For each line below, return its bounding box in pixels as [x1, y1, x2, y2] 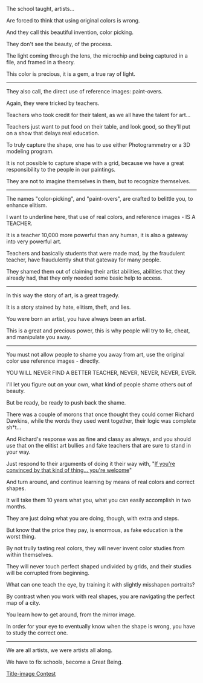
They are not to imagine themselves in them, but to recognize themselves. [6, 178, 191, 184]
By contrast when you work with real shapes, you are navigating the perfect [6, 593, 195, 600]
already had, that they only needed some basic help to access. [6, 274, 163, 281]
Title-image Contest [6, 670, 56, 677]
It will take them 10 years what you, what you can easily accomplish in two [6, 497, 192, 503]
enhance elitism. [6, 201, 47, 209]
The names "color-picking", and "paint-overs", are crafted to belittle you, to [6, 195, 193, 202]
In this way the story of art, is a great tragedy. [6, 292, 120, 299]
